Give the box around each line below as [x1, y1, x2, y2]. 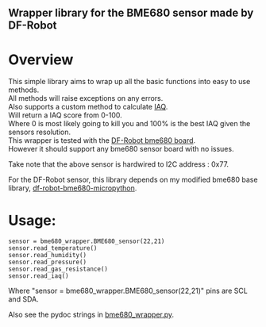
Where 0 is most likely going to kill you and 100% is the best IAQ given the [8, 119, 251, 129]
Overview [8, 51, 74, 68]
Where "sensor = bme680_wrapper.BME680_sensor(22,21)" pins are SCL [8, 286, 248, 296]
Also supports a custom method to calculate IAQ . [8, 102, 168, 112]
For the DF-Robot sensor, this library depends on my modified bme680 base [8, 175, 258, 185]
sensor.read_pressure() [8, 258, 87, 267]
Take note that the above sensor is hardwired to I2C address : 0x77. [8, 160, 229, 169]
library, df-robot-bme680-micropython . [8, 183, 137, 193]
